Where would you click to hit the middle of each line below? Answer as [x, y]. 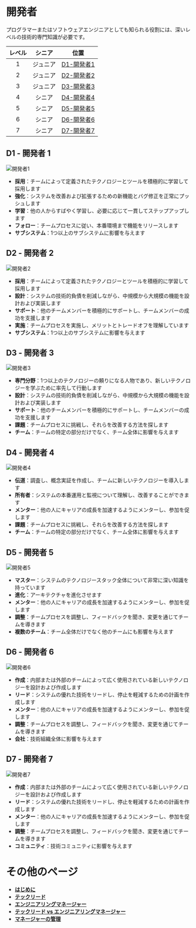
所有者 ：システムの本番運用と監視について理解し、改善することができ [99, 495]
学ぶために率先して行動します [66, 388]
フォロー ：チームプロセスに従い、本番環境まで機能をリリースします [97, 225]
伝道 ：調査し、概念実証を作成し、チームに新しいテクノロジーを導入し [99, 480]
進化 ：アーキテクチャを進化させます [58, 595]
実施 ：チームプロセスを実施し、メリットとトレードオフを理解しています [102, 325]
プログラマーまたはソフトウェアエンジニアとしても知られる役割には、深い [96, 29]
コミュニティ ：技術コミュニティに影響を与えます [74, 846]
